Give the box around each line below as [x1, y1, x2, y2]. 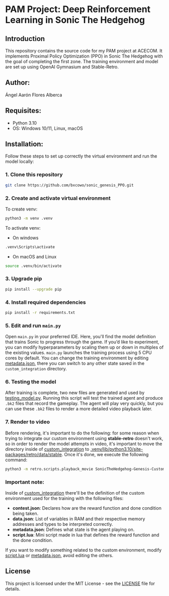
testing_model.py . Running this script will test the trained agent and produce [5, 395, 163, 401]
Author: [5, 78, 30, 87]
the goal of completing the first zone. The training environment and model [5, 59, 158, 64]
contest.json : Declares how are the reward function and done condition [12, 505, 162, 511]
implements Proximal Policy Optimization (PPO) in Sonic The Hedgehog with [5, 53, 163, 59]
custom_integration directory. [5, 366, 67, 372]
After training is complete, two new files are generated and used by [5, 390, 145, 396]
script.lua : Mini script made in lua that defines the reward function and [12, 531, 159, 538]
